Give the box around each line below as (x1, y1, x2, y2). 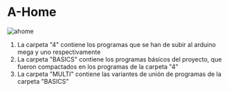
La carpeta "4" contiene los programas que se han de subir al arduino (17, 40, 217, 48)
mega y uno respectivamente (17, 48, 101, 56)
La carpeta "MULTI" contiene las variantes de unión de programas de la (17, 70, 221, 78)
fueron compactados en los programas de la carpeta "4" (17, 62, 178, 71)
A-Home (7, 4, 57, 20)
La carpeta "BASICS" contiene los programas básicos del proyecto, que (17, 55, 222, 63)
